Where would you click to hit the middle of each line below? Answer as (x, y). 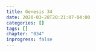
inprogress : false (29, 39)
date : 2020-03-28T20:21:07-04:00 (48, 17)
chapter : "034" (25, 34)
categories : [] (25, 23)
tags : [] (17, 28)
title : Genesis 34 (29, 12)
